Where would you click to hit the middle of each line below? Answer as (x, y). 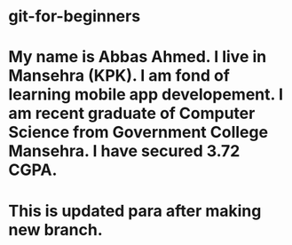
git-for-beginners (75, 16)
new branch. (55, 229)
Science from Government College (138, 133)
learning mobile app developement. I (146, 95)
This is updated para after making (135, 211)
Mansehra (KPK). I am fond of (119, 76)
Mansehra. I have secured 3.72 (124, 151)
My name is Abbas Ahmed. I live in (138, 57)
